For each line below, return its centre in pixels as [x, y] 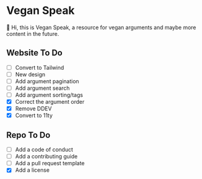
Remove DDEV [33, 109]
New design [30, 74]
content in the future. [33, 33]
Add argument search [42, 88]
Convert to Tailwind [40, 67]
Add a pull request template [50, 163]
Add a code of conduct [44, 150]
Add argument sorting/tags [49, 95]
